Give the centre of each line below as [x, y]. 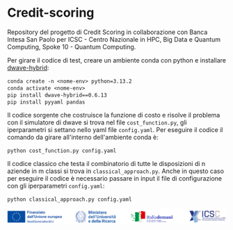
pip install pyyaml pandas [46, 102]
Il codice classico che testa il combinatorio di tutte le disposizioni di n [106, 163]
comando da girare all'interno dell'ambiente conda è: [83, 137]
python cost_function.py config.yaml [62, 151]
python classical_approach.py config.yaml [70, 199]
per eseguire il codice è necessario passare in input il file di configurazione [115, 178]
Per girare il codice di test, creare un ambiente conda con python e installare [116, 60]
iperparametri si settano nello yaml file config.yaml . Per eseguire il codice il [115, 129]
